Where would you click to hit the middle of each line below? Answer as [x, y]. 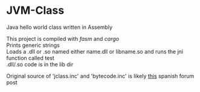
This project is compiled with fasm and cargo [63, 38]
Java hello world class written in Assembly [59, 27]
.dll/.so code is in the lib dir [40, 64]
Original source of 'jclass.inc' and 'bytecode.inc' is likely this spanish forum [100, 76]
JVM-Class [35, 11]
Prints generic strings [33, 45]
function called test [30, 58]
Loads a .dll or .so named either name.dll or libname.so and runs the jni [95, 51]
